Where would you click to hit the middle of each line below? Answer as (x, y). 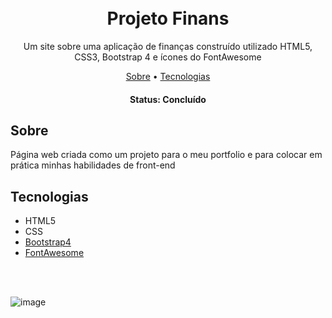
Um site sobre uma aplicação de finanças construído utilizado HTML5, (168, 46)
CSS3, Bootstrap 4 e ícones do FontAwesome (168, 57)
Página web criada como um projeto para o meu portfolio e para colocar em (166, 155)
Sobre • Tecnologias (168, 76)
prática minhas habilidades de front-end (93, 165)
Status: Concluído (168, 99)
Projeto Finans (168, 18)
